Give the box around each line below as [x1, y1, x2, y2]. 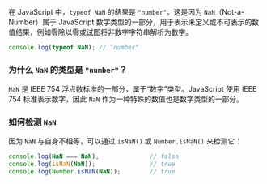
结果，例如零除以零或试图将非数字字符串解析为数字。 [15, 28, 193, 36]
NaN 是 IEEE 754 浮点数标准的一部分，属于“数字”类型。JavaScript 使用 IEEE [8, 84, 257, 94]
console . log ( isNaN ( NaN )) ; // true [8, 160, 176, 169]
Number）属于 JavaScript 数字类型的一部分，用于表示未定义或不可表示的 [8, 17, 252, 27]
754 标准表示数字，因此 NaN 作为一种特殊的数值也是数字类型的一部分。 [8, 94, 244, 104]
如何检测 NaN [8, 117, 57, 128]
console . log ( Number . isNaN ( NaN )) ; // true [8, 168, 176, 176]
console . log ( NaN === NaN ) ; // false [8, 152, 180, 160]
